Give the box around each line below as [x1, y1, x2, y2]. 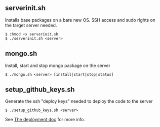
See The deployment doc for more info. [5, 117, 85, 123]
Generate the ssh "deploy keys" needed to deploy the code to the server [5, 98, 153, 104]
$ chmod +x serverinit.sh [5, 32, 58, 36]
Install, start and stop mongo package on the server [5, 63, 111, 68]
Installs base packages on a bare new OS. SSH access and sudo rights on [5, 17, 156, 23]
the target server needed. [5, 22, 57, 28]
